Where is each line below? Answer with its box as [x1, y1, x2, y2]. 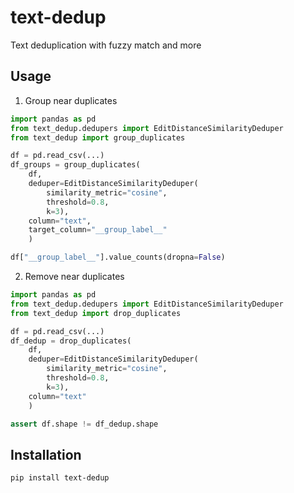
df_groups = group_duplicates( [10, 160, 141, 170]
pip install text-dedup [10, 473, 110, 483]
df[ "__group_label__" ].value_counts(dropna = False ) [10, 252, 226, 263]
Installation [10, 446, 82, 463]
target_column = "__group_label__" [28, 225, 168, 235]
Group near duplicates [24, 94, 118, 106]
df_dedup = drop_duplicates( [10, 336, 132, 346]
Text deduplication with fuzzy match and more [10, 39, 202, 51]
